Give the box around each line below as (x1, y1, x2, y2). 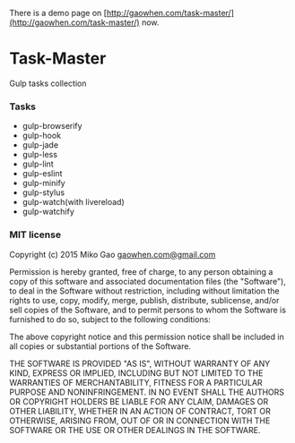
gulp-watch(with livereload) (22, 197, 126, 208)
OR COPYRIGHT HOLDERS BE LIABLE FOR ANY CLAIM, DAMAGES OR (9, 396, 269, 406)
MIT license (9, 228, 61, 241)
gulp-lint (22, 158, 54, 169)
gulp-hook (22, 130, 61, 141)
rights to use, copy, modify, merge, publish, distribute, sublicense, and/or (9, 294, 280, 305)
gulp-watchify (22, 206, 74, 217)
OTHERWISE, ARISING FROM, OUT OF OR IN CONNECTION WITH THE (9, 415, 271, 426)
